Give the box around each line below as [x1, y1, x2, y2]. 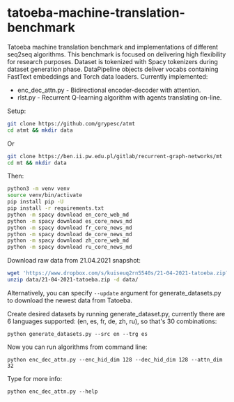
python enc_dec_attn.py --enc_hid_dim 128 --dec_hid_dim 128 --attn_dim [7, 356, 223, 363]
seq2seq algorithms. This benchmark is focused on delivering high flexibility [7, 50, 226, 59]
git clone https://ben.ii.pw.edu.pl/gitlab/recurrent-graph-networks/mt [7, 153, 223, 160]
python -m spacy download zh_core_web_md [7, 237, 130, 245]
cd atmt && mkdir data [7, 127, 73, 134]
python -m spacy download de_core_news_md [7, 231, 132, 238]
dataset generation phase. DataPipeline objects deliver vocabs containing [7, 65, 219, 73]
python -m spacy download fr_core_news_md [7, 224, 132, 231]
